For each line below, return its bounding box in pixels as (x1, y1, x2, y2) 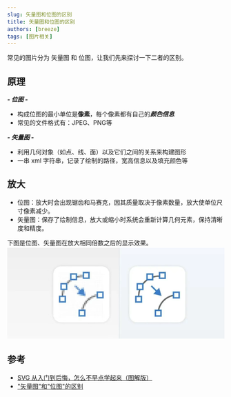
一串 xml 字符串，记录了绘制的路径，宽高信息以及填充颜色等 (17, 156, 188, 165)
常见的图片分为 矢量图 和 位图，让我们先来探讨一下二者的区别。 (7, 54, 188, 62)
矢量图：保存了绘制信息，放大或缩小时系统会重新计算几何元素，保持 (17, 215, 211, 223)
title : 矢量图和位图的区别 (7, 18, 76, 26)
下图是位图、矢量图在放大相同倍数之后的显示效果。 (7, 238, 152, 247)
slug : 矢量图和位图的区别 (7, 11, 72, 18)
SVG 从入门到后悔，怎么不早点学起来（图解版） (17, 373, 153, 382)
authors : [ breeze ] (7, 26, 60, 32)
